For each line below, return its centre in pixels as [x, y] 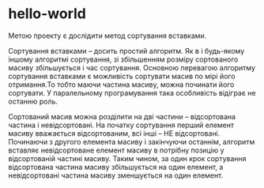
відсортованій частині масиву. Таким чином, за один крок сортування [127, 158]
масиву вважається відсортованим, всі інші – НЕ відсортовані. [114, 133]
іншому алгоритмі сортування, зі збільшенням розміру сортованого [123, 59]
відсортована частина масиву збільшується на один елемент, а [116, 167]
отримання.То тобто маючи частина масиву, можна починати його [121, 85]
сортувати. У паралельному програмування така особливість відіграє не [132, 92]
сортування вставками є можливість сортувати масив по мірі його [122, 76]
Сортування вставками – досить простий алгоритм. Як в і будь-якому [126, 51]
